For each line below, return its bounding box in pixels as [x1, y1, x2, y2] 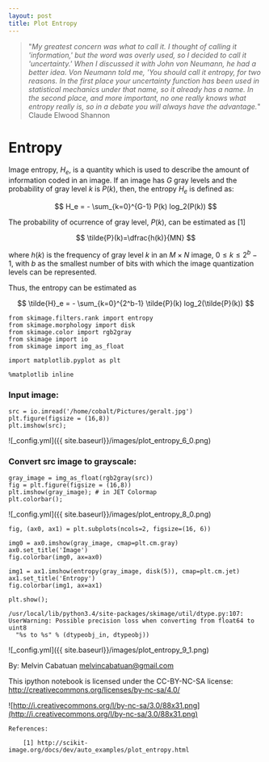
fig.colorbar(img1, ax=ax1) [8, 582, 103, 590]
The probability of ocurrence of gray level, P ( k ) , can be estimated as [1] [8, 217, 246, 227]
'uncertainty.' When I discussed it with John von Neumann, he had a [27, 58, 257, 69]
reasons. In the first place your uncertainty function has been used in [27, 76, 260, 86]
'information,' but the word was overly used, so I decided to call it [27, 50, 247, 60]
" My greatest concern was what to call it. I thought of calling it [27, 41, 237, 51]
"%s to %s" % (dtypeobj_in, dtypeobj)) [15, 631, 150, 639]
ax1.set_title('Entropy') [8, 575, 95, 583]
